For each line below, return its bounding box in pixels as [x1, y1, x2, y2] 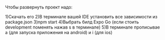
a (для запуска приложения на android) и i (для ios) [5, 30, 113, 35]
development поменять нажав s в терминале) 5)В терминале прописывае [5, 24, 160, 30]
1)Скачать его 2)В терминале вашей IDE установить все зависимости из [5, 14, 158, 19]
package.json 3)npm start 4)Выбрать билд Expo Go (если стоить [5, 19, 139, 25]
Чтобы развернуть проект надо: [5, 4, 73, 10]
